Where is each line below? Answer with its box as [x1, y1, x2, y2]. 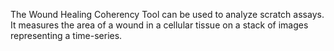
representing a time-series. [10, 30, 123, 41]
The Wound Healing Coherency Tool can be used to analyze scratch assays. [10, 9, 325, 20]
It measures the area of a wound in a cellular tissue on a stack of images [10, 19, 309, 31]
